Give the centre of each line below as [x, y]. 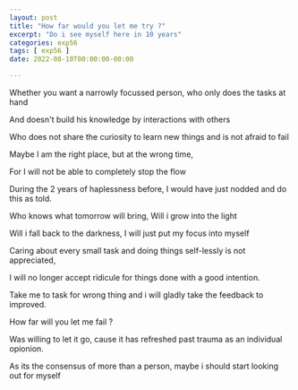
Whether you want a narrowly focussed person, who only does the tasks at [148, 92]
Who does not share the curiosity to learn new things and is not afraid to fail [149, 137]
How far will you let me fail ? [61, 322]
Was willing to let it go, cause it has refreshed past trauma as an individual [146, 339]
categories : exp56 [43, 43]
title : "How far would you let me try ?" [88, 26]
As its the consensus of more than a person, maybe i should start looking [144, 366]
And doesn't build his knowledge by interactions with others [120, 119]
